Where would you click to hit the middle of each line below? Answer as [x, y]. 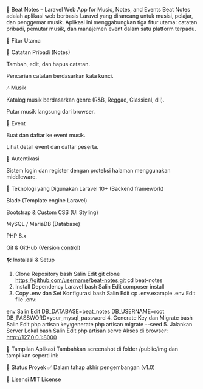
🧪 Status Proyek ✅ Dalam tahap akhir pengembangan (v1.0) [81, 367]
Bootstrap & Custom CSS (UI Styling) [52, 212]
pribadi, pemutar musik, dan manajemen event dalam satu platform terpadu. [101, 29]
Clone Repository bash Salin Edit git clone [67, 274]
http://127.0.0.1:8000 [32, 337]
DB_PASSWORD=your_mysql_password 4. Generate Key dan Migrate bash [99, 318]
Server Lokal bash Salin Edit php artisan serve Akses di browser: [87, 331]
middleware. [22, 177]
